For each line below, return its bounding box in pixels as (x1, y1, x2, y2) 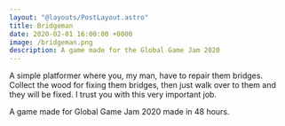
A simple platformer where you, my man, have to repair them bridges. (9, 70, 264, 81)
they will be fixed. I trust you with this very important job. (9, 90, 218, 100)
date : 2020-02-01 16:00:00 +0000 (9, 29, 133, 38)
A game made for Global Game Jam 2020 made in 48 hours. (9, 106, 230, 117)
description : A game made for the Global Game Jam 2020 (9, 46, 220, 55)
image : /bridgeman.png (9, 37, 93, 47)
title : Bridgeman (9, 21, 74, 30)
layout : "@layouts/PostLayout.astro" (9, 12, 149, 22)
